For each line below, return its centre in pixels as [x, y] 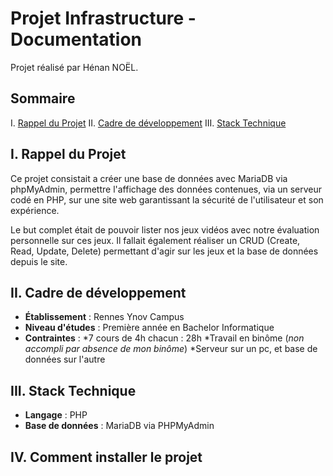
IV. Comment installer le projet [106, 457]
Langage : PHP [56, 415]
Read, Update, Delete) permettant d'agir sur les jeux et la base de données [164, 251]
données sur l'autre [65, 359]
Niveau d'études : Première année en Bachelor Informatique [149, 328]
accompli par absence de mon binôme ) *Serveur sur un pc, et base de [171, 349]
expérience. [35, 210]
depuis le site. [39, 261]
